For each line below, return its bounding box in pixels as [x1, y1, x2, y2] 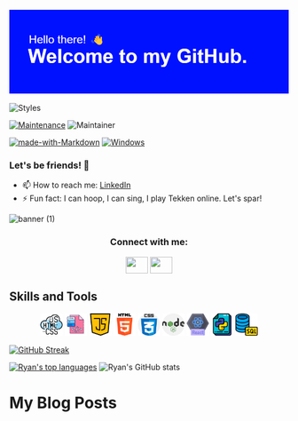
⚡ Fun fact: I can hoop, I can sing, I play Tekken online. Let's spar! [21, 193, 263, 204]
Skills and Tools [9, 290, 98, 305]
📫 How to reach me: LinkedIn [21, 179, 131, 191]
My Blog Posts [9, 393, 117, 413]
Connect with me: [109, 236, 189, 249]
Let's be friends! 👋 [9, 159, 90, 171]
